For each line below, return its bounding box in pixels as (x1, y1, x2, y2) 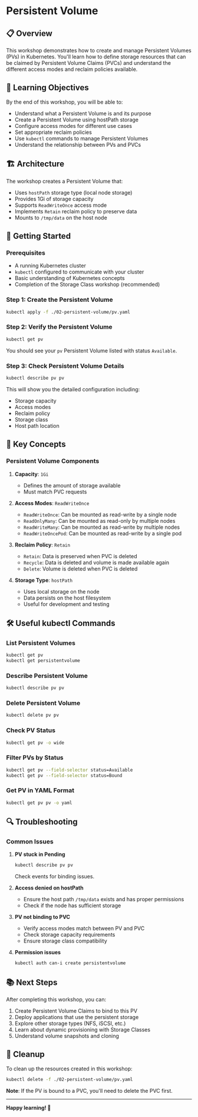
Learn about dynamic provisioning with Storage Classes (14, 1026, 151, 1033)
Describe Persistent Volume (6, 671, 88, 680)
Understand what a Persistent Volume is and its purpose (14, 110, 151, 117)
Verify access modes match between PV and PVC (23, 925, 145, 932)
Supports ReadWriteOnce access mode (14, 202, 107, 209)
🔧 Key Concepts (6, 439, 66, 449)
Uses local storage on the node (23, 588, 100, 595)
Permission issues (14, 949, 61, 956)
